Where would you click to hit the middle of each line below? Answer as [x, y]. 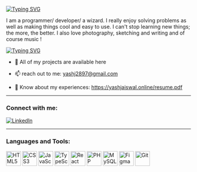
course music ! [24, 39]
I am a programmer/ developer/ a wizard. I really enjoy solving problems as [96, 20]
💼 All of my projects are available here [60, 62]
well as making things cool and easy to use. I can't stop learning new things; [98, 27]
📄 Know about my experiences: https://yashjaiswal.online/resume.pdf [98, 87]
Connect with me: [32, 107]
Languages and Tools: [38, 141]
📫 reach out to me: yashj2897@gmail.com [66, 74]
